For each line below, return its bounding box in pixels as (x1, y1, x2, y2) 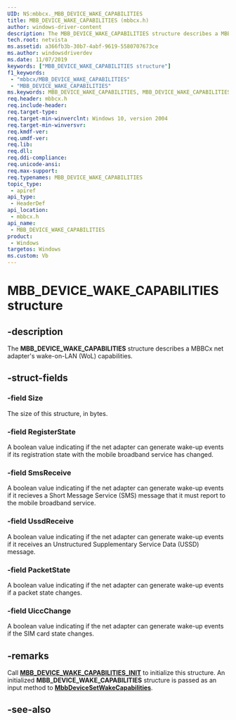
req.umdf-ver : (7, 134, 49, 141)
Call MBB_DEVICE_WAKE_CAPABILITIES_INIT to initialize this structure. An (7, 668, 225, 676)
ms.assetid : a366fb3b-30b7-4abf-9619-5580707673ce (7, 43, 159, 50)
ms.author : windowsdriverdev (7, 50, 93, 57)
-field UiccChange (7, 606, 72, 616)
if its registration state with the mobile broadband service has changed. (7, 450, 214, 458)
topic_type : (7, 180, 42, 187)
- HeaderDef (10, 200, 46, 208)
